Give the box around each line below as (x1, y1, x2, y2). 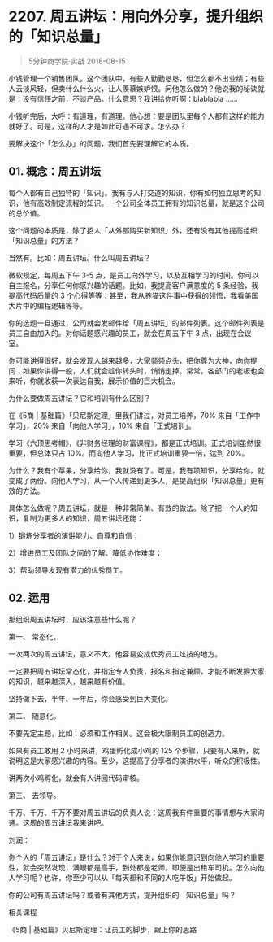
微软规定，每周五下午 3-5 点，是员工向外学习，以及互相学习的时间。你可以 (8, 270, 260, 280)
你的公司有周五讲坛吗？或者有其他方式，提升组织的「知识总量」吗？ (8, 890, 236, 900)
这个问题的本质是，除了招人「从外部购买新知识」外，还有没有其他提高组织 (8, 225, 258, 235)
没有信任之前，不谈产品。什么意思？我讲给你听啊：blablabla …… (22, 94, 238, 103)
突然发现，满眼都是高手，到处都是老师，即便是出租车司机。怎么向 (36, 862, 258, 872)
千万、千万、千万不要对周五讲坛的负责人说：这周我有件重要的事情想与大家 (8, 807, 258, 818)
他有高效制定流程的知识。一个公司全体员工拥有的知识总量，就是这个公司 (22, 198, 265, 207)
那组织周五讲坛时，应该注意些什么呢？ (8, 614, 136, 624)
